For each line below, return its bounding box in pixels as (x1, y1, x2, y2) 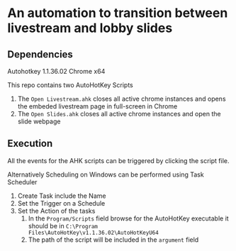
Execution (7, 138, 53, 150)
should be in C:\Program (28, 221, 98, 230)
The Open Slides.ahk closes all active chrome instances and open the (17, 110, 221, 118)
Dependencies (7, 48, 73, 60)
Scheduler (7, 177, 38, 186)
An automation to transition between (7, 5, 228, 21)
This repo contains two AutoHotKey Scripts (7, 81, 133, 89)
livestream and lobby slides (7, 20, 173, 36)
